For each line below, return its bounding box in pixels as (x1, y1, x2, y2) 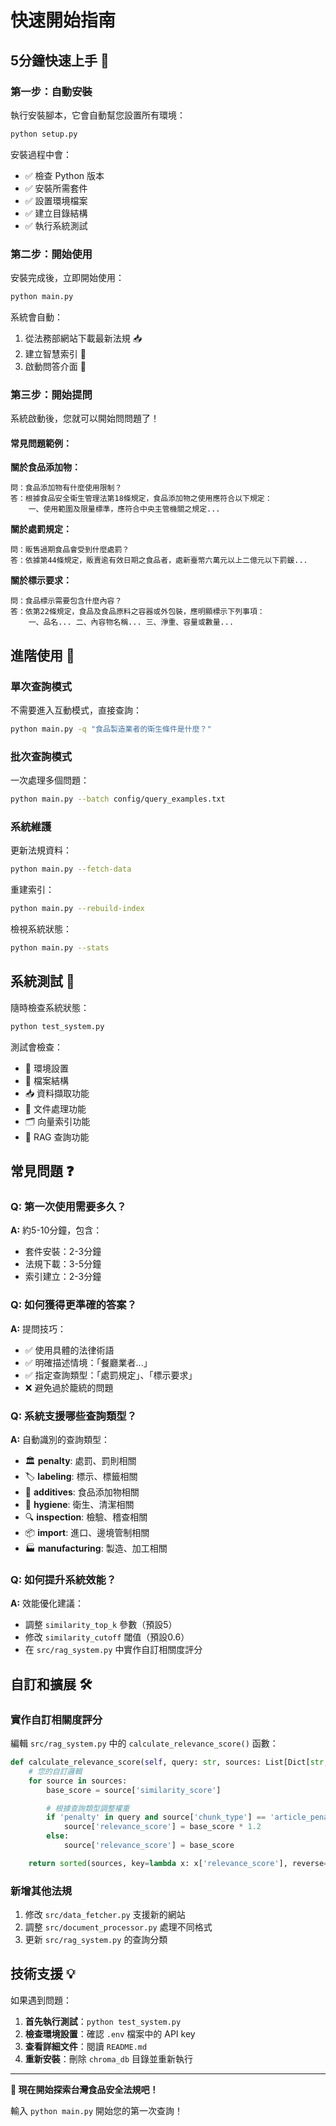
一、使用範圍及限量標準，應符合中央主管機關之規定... (28, 504, 221, 515)
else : (46, 1831, 70, 1841)
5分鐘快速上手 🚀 (10, 52, 110, 69)
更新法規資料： (10, 844, 72, 856)
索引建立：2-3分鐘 (24, 1271, 102, 1283)
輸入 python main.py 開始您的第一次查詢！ (10, 2104, 184, 2116)
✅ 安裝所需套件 (24, 182, 88, 194)
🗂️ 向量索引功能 (24, 1115, 91, 1127)
